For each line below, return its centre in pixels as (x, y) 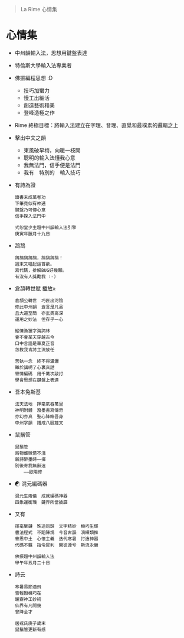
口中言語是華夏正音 (34, 343)
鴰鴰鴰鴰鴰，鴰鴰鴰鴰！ (39, 258)
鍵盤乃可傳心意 (30, 210)
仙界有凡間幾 (28, 606)
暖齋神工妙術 (28, 599)
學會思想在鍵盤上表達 (37, 380)
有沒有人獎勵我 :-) (35, 276)
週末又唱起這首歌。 (34, 264)
